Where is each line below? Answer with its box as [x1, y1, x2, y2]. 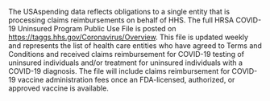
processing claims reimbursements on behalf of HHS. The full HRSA [8, 15, 235, 25]
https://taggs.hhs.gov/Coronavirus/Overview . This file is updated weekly [8, 32, 248, 42]
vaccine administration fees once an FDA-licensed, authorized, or [17, 75, 235, 84]
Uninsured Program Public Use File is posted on [17, 24, 177, 33]
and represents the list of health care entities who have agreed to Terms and [8, 41, 262, 50]
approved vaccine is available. [8, 83, 109, 93]
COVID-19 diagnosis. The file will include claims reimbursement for [8, 67, 231, 75]
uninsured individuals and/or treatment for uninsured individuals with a [8, 58, 243, 67]
